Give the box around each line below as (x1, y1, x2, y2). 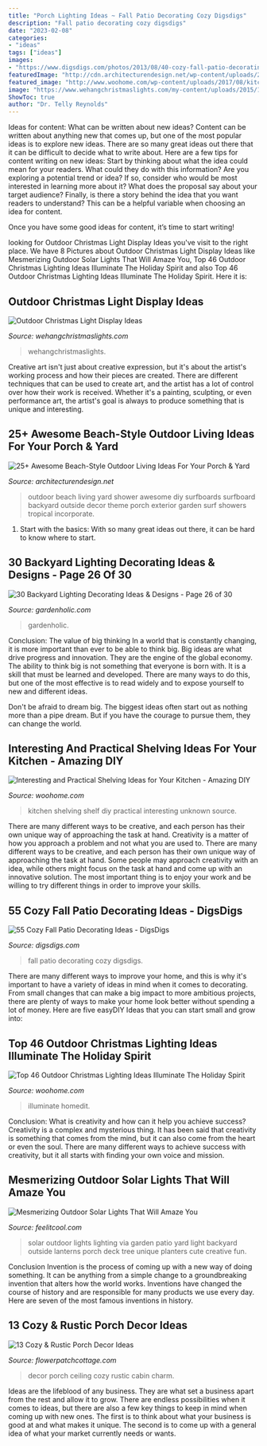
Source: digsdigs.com (8, 940, 80, 950)
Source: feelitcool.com (8, 1222, 82, 1232)
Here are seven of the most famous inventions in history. (8, 1296, 193, 1305)
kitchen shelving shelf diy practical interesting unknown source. (27, 806, 237, 816)
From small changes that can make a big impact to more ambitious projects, (8, 988, 257, 998)
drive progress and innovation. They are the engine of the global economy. (8, 652, 253, 662)
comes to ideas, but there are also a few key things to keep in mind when (8, 1403, 248, 1413)
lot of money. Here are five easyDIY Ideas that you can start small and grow (8, 1005, 256, 1015)
